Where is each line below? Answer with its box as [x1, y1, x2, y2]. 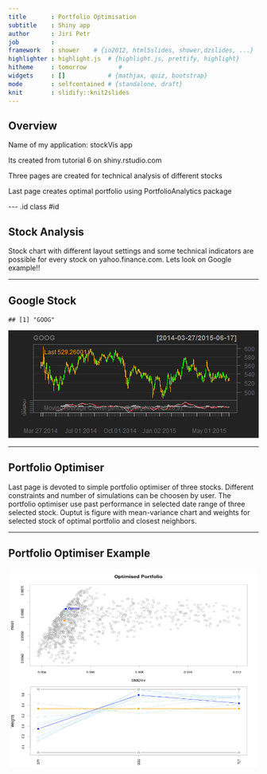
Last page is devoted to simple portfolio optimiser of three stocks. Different [8, 482, 254, 492]
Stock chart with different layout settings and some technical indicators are [8, 246, 254, 256]
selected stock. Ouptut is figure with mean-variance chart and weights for [8, 507, 250, 517]
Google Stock [8, 293, 77, 307]
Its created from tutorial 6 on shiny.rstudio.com [8, 155, 162, 165]
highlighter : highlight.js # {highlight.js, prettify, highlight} [8, 55, 240, 63]
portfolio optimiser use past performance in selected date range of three [8, 499, 246, 509]
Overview [8, 119, 58, 132]
